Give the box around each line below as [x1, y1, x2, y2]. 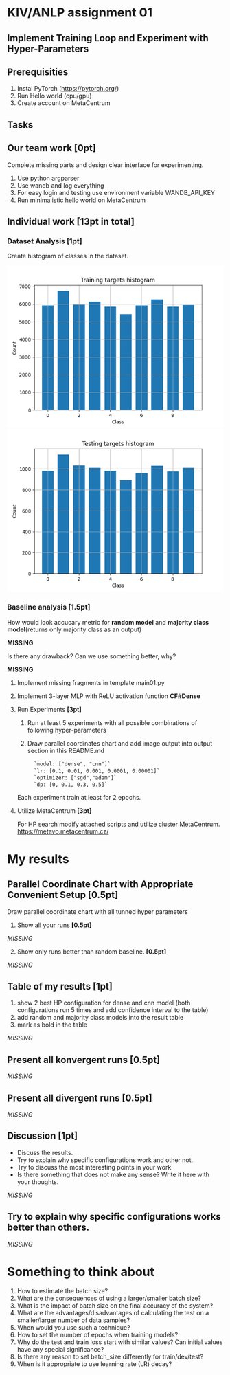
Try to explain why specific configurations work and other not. [16, 1156, 194, 1164]
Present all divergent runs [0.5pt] [7, 1092, 152, 1104]
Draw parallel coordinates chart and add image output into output [27, 739, 213, 747]
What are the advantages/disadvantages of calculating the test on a [16, 1308, 209, 1317]
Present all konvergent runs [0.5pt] [7, 1053, 160, 1066]
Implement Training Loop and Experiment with [7, 32, 209, 44]
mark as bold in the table [16, 1020, 88, 1029]
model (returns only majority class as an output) [7, 625, 142, 634]
